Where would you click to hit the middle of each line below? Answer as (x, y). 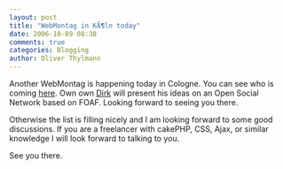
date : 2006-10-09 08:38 (53, 34)
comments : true (37, 42)
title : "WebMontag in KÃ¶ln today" (75, 26)
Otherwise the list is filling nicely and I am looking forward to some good (141, 119)
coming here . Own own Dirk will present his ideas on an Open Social (134, 93)
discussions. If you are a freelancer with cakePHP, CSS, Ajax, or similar (139, 129)
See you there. (36, 155)
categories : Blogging (49, 50)
